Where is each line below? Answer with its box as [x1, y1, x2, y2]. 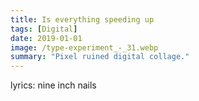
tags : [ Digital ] [10, 24, 78, 34]
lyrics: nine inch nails [10, 79, 97, 91]
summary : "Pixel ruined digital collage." [10, 52, 190, 62]
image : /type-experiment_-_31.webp [10, 42, 159, 53]
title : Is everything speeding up [10, 14, 155, 25]
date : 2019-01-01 [10, 33, 83, 43]
